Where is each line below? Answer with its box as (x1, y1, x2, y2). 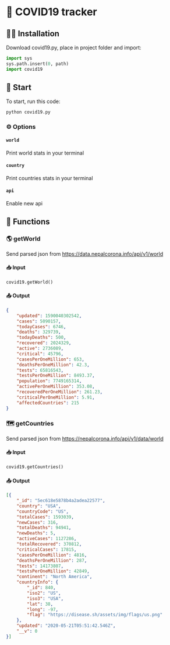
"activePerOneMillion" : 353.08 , (16, 383, 95, 390)
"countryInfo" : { (16, 579, 59, 585)
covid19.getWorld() (6, 279, 54, 285)
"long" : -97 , (27, 606, 59, 612)
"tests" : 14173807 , (16, 563, 64, 569)
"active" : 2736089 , (16, 345, 64, 352)
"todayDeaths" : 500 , (16, 335, 66, 341)
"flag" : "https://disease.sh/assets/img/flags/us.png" (27, 612, 163, 618)
